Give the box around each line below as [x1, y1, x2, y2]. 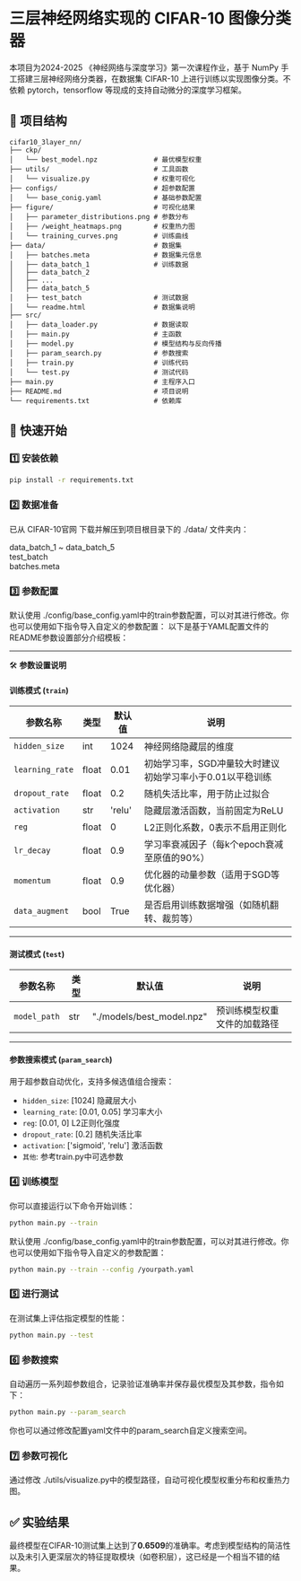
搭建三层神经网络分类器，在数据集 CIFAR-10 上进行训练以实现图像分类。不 [16, 73, 291, 83]
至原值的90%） [143, 852, 211, 865]
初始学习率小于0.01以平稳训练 [143, 771, 272, 784]
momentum [13, 876, 51, 886]
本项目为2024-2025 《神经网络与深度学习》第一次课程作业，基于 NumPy [9, 62, 279, 73]
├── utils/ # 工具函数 [9, 164, 189, 173]
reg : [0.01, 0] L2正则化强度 [21, 1117, 121, 1128]
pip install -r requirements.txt [9, 476, 134, 485]
